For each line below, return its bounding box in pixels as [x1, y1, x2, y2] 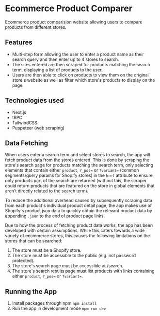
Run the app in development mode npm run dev [12, 305, 106, 312]
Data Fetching [5, 139, 48, 147]
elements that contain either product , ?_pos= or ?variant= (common [5, 167, 139, 173]
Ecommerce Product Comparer [5, 3, 132, 14]
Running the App [5, 287, 57, 296]
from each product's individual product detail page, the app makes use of [5, 203, 152, 208]
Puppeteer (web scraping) [12, 125, 64, 130]
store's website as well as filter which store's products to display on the [12, 77, 155, 83]
